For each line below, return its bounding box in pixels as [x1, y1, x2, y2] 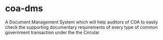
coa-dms [5, 3, 43, 14]
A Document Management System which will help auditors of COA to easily [5, 19, 158, 25]
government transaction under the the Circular [5, 29, 100, 35]
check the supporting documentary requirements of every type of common [5, 24, 158, 30]
